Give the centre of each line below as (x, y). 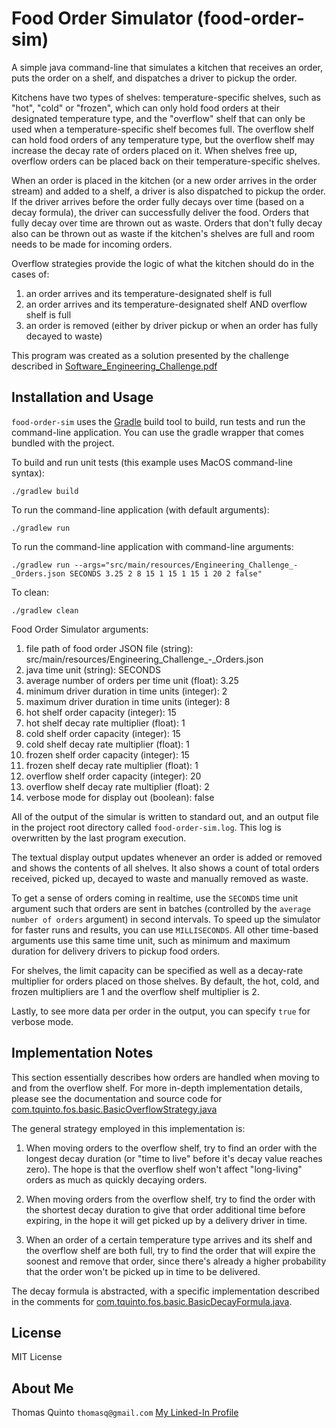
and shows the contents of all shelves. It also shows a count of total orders (165, 868)
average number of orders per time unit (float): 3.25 (132, 680)
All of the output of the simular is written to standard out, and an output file (165, 816)
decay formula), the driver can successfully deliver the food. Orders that (160, 212)
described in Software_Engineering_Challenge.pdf (114, 366)
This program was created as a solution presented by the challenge (150, 355)
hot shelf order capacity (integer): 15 (101, 712)
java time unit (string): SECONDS (93, 669)
